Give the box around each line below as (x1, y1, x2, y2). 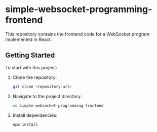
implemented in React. (5, 36, 52, 42)
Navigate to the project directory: (12, 93, 82, 99)
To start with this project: (5, 64, 57, 70)
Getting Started (5, 51, 55, 60)
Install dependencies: (12, 112, 58, 118)
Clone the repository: (12, 74, 57, 80)
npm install (12, 122, 38, 127)
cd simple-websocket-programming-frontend (12, 103, 104, 108)
